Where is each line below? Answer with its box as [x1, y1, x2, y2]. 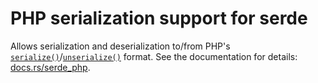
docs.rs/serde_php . [10, 61, 91, 73]
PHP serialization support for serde [10, 7, 308, 30]
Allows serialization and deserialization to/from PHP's [10, 40, 231, 52]
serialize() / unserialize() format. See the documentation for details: [10, 50, 298, 62]
